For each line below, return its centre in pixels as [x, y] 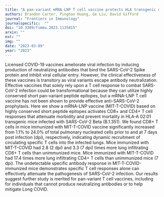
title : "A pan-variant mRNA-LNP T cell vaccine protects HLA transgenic [81, 10]
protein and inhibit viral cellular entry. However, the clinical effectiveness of [81, 75]
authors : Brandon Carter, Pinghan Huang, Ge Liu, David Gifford [72, 14]
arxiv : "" [15, 32]
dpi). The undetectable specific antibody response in [58, 163]
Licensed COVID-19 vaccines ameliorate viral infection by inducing [72, 65]
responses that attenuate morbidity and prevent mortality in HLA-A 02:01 [78, 116]
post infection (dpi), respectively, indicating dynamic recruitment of [73, 137]
